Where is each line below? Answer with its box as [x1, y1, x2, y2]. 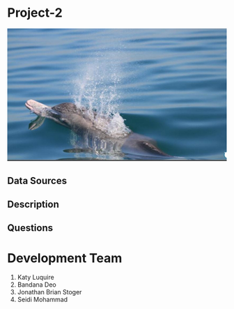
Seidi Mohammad [17, 295, 68, 304]
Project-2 [7, 5, 63, 21]
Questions [7, 222, 54, 234]
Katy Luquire [17, 273, 54, 282]
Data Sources [7, 174, 68, 186]
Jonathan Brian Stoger [17, 288, 82, 296]
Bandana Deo [17, 280, 57, 289]
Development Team [7, 250, 123, 266]
